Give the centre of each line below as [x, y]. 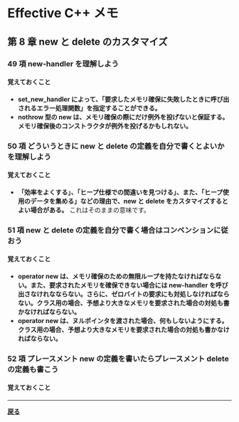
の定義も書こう [33, 369]
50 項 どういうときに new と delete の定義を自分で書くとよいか [116, 146]
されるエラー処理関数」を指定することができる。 [89, 108]
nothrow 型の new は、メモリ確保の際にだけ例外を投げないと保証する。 [123, 117]
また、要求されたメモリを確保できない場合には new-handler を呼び [129, 285]
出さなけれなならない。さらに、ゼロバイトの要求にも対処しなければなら [123, 294]
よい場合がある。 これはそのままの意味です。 [84, 210]
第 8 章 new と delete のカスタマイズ [87, 42]
